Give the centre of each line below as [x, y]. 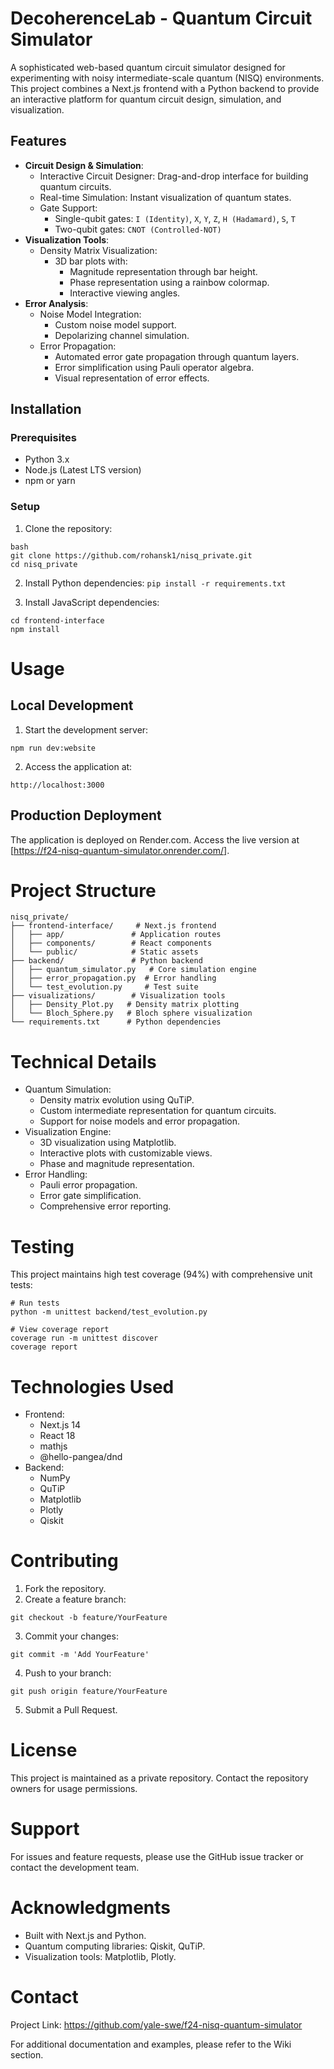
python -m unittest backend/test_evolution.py [109, 1312]
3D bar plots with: [91, 261]
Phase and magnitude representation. [117, 1164]
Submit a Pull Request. [71, 1710]
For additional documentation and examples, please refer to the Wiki [151, 2044]
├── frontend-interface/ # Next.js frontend [113, 926]
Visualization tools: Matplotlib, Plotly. [100, 1957]
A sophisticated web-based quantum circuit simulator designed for [148, 67]
